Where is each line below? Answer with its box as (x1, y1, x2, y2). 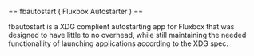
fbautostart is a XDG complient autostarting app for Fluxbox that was (8, 22, 235, 31)
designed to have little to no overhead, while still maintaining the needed (8, 31, 247, 39)
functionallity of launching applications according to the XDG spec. (8, 39, 229, 48)
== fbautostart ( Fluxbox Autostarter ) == (8, 7, 144, 16)
